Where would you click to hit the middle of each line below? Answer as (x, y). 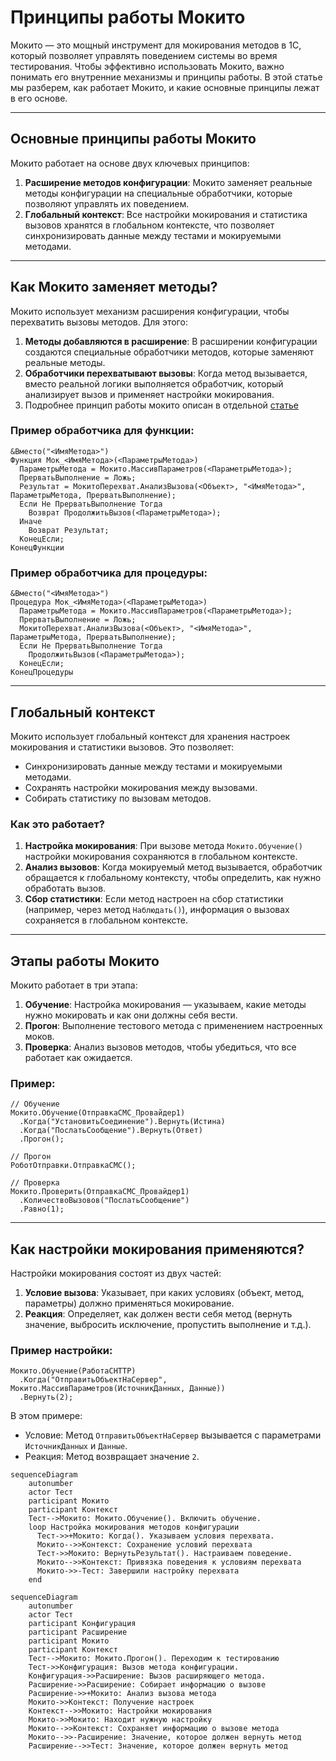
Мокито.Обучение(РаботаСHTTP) (73, 1371)
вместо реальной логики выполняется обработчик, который (154, 383)
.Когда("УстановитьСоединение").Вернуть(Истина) (122, 1122)
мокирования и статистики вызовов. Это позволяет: (122, 747)
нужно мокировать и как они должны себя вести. (131, 1015)
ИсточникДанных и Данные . (76, 1446)
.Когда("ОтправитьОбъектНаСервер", (93, 1380)
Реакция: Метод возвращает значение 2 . (112, 1457)
